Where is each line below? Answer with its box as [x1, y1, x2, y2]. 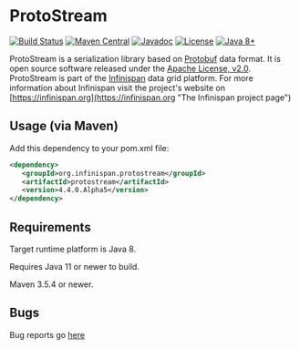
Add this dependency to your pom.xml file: [9, 142, 170, 153]
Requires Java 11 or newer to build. [9, 261, 140, 272]
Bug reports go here [9, 329, 85, 340]
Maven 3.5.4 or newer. [9, 279, 94, 290]
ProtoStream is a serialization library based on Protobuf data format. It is [9, 53, 281, 64]
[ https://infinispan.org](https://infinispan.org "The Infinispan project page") [9, 92, 292, 103]
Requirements [9, 220, 91, 235]
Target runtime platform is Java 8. [9, 243, 137, 254]
